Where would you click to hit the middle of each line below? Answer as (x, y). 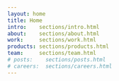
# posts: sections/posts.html (57, 60)
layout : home (27, 14)
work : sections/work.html (52, 40)
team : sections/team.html (52, 54)
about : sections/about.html (53, 33)
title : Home (25, 20)
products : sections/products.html (58, 46)
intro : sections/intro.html (53, 27)
